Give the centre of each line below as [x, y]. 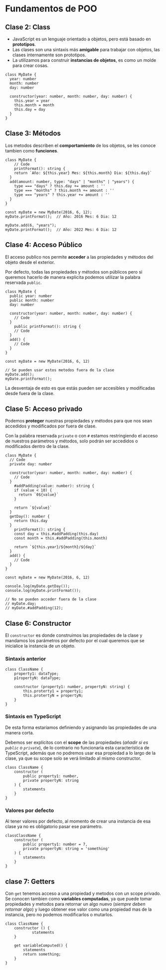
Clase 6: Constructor [38, 623]
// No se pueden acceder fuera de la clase [51, 599]
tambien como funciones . [32, 150]
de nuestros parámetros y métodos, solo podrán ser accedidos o [72, 441]
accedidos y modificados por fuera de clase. [51, 426]
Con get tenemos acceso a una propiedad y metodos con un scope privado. [83, 893]
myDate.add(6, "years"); [31, 225]
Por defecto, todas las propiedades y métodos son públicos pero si [74, 272]
